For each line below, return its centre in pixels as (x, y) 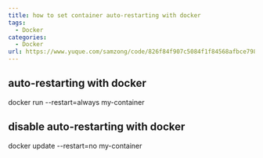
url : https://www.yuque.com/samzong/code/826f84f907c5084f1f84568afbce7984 (134, 52)
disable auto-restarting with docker (97, 127)
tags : (17, 23)
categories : (27, 37)
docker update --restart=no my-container (75, 145)
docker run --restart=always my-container (76, 102)
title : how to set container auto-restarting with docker (104, 15)
